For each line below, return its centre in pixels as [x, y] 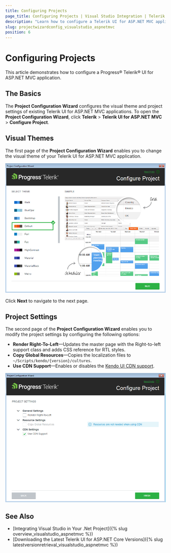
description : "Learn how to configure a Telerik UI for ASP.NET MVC [79, 21]
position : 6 [18, 32]
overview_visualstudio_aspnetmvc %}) [53, 534]
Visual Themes [30, 139]
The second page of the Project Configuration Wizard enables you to [79, 329]
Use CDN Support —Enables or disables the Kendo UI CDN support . [83, 366]
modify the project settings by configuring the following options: [73, 335]
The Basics [23, 94]
